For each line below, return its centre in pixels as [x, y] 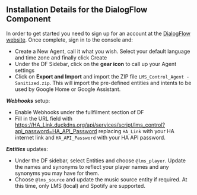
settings [25, 70]
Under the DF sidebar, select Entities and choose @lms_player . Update [100, 161]
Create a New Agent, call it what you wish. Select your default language [102, 51]
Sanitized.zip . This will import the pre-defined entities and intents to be [103, 83]
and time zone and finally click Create [61, 57]
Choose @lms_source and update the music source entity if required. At [101, 179]
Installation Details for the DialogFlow [77, 10]
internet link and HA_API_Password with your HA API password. [90, 137]
